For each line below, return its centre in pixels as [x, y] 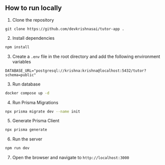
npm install [17, 47]
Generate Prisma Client [36, 121]
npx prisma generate [26, 130]
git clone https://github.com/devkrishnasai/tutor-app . [65, 29]
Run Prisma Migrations [35, 102]
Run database [26, 84]
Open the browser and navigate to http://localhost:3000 [71, 158]
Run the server [27, 139]
